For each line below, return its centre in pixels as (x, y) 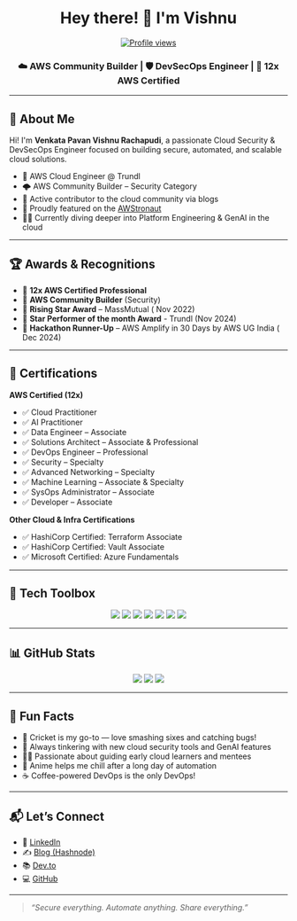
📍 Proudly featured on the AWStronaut (91, 208)
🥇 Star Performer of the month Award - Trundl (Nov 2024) (129, 318)
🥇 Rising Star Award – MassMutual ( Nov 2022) (108, 308)
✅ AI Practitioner (53, 422)
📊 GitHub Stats (52, 653)
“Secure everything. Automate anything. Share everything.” (139, 907)
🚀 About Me (42, 119)
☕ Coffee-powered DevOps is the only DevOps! (109, 776)
